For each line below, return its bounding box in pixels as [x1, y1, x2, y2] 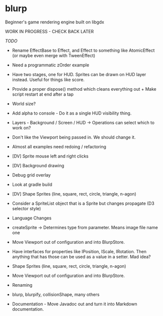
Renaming [12, 282, 33, 288]
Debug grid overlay [12, 172, 51, 178]
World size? [12, 100, 36, 106]
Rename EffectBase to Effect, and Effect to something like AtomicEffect [12, 47, 155, 53]
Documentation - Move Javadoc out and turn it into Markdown [12, 301, 137, 307]
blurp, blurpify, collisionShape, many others [12, 291, 100, 297]
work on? [12, 125, 31, 131]
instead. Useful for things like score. [12, 77, 85, 82]
